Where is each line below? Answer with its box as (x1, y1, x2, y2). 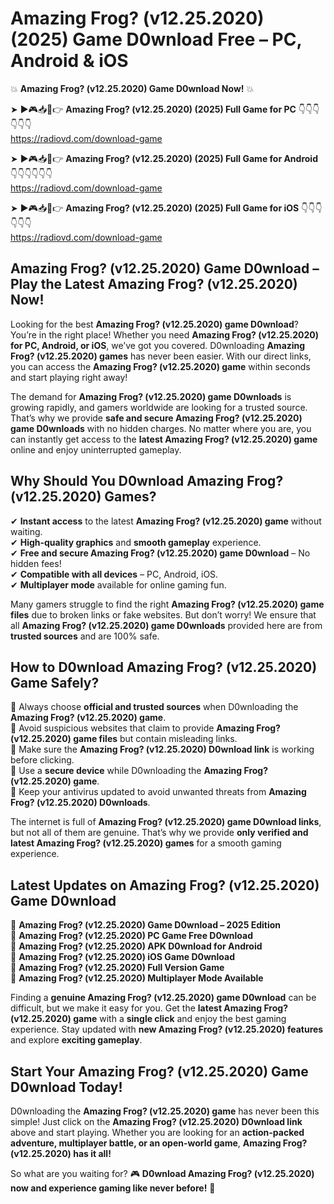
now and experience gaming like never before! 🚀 (10, 1182, 216, 1194)
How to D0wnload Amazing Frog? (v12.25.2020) (10, 658, 318, 676)
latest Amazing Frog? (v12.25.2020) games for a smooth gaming (10, 837, 282, 849)
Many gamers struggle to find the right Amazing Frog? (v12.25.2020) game (10, 598, 325, 610)
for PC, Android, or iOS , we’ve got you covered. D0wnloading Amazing (10, 339, 306, 351)
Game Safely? (10, 674, 100, 691)
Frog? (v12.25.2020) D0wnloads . (10, 797, 151, 809)
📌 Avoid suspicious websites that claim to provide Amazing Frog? (10, 722, 281, 734)
